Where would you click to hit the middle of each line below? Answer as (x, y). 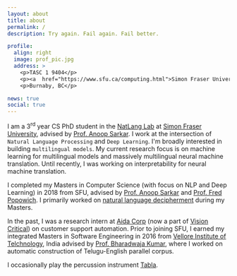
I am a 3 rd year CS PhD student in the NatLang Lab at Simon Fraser (105, 126)
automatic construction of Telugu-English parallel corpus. (91, 251)
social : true (26, 105)
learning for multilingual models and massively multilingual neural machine (115, 156)
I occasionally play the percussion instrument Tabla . (83, 265)
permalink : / (26, 27)
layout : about (28, 14)
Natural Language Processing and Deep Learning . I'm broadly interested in (115, 141)
